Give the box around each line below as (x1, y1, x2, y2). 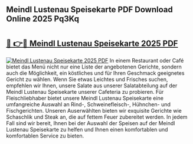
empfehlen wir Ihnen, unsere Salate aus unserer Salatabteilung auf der (6, 82, 178, 89)
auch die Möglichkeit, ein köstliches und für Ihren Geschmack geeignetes (6, 70, 185, 76)
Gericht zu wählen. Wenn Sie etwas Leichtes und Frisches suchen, (6, 76, 168, 83)
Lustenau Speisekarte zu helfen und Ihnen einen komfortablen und (6, 126, 168, 133)
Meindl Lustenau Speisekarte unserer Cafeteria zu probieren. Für (6, 89, 164, 95)
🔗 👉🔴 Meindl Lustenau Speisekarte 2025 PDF (6, 38, 178, 48)
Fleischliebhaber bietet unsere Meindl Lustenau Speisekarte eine (6, 94, 164, 102)
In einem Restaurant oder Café (109, 57, 184, 64)
